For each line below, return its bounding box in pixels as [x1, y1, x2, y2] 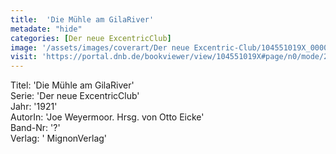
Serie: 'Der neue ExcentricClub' [10, 90, 140, 102]
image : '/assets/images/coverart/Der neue [10, 42, 190, 53]
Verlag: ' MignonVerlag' [10, 132, 108, 145]
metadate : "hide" [10, 24, 83, 34]
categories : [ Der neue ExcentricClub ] [10, 33, 172, 43]
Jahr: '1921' [10, 101, 58, 113]
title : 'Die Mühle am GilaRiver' [10, 14, 155, 25]
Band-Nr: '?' [10, 122, 61, 134]
